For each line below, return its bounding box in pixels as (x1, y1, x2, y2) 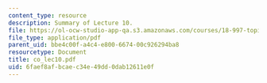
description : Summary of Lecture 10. (8, 19, 133, 27)
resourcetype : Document (8, 48, 87, 56)
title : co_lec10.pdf (8, 56, 77, 64)
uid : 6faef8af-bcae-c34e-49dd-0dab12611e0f (8, 63, 155, 71)
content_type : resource (8, 11, 87, 20)
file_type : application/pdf (8, 33, 102, 42)
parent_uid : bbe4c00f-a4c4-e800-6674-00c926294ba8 (8, 41, 180, 49)
